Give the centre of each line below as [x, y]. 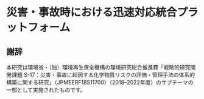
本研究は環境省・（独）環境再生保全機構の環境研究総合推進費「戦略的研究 [98, 67]
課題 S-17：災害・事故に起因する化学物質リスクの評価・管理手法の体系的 [103, 75]
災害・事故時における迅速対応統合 [92, 12]
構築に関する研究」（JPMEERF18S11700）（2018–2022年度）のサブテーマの [100, 82]
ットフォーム [38, 27]
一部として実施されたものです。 [46, 90]
